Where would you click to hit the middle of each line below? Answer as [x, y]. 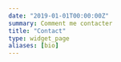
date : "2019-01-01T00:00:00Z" [59, 16]
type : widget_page [39, 38]
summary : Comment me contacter [60, 23]
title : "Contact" [37, 31]
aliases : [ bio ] [34, 46]
